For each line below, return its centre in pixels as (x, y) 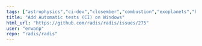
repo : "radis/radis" (32, 34)
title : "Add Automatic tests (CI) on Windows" (66, 17)
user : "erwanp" (25, 28)
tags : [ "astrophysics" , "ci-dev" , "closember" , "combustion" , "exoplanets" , (99, 12)
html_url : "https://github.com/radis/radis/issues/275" (78, 23)
